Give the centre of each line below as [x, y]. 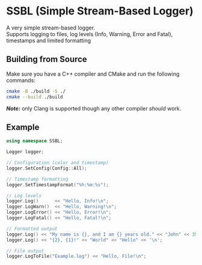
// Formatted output [32, 229]
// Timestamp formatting [37, 179]
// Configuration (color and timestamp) [58, 163]
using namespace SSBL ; [35, 141]
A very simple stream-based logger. [50, 28]
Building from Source [47, 59]
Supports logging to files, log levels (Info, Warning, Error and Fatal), [90, 34]
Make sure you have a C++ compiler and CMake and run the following [93, 74]
